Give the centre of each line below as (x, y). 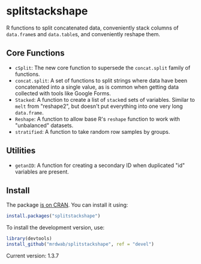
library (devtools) (29, 239)
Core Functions (35, 53)
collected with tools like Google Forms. (63, 93)
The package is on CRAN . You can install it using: (67, 205)
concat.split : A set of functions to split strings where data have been (101, 80)
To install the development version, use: (55, 228)
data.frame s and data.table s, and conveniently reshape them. (83, 34)
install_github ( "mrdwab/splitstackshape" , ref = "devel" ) (80, 244)
